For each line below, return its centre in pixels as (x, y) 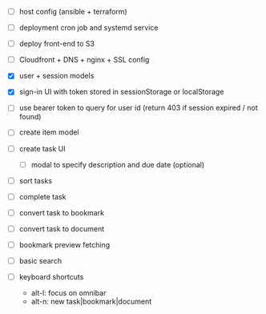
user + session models (56, 76)
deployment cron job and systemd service (89, 28)
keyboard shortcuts (51, 277)
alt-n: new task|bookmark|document (91, 302)
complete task (42, 196)
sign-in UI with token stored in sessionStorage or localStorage (121, 92)
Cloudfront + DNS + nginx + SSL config (84, 60)
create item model (49, 132)
